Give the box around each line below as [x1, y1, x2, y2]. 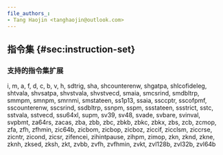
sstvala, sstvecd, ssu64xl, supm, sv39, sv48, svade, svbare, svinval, [7, 111, 201, 119]
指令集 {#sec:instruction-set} [7, 43, 136, 55]
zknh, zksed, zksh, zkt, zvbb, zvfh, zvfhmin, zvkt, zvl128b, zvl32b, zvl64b [7, 140, 216, 148]
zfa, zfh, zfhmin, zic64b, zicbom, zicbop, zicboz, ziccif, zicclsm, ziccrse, [7, 126, 213, 134]
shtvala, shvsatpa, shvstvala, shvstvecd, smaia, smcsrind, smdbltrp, [7, 89, 200, 97]
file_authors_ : [7, 10, 51, 17]
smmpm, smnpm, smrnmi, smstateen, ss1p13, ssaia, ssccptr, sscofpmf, [7, 97, 207, 105]
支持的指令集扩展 [7, 66, 64, 75]
